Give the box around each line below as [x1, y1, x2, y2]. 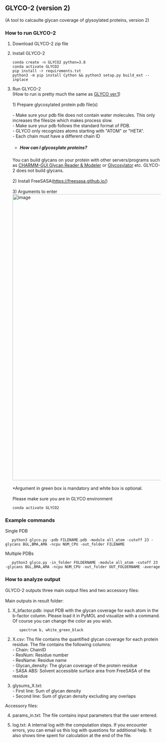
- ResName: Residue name [12, 657, 67, 663]
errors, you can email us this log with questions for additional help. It [12, 727, 152, 733]
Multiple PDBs [5, 550, 34, 556]
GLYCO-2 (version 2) [5, 4, 71, 12]
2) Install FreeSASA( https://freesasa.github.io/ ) [12, 178, 108, 184]
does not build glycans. [16, 168, 64, 174]
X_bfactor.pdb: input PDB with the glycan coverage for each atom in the [12, 607, 159, 613]
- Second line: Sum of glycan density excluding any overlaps [12, 693, 136, 699]
